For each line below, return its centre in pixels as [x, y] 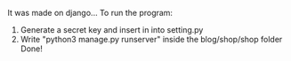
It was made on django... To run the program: [90, 13]
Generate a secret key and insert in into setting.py [112, 30]
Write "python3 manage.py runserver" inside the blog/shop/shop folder [151, 39]
